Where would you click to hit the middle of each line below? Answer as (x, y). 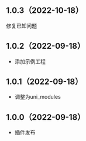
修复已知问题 (21, 26)
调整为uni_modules (38, 97)
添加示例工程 (30, 61)
